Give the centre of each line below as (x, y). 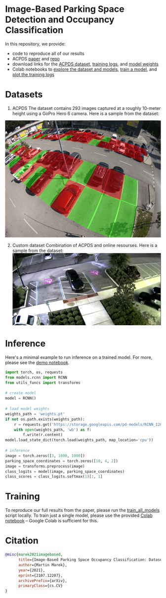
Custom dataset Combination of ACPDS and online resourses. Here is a (85, 245)
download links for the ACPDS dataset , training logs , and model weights (85, 64)
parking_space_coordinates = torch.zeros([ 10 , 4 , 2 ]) (62, 461)
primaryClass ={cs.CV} (41, 586)
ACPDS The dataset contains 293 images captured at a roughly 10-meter (86, 108)
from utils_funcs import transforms (43, 383)
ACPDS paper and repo (36, 58)
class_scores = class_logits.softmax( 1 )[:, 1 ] (54, 477)
